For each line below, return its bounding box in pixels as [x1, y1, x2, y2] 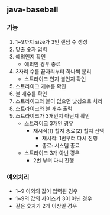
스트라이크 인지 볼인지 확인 [24, 75, 86, 82]
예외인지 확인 [15, 53, 46, 60]
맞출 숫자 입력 [15, 46, 47, 53]
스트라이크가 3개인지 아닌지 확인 [15, 112, 90, 119]
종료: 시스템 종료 [41, 142, 80, 149]
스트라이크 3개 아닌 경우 [24, 149, 80, 156]
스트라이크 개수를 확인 [15, 82, 67, 89]
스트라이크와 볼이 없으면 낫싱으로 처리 [15, 97, 103, 104]
